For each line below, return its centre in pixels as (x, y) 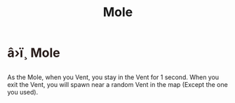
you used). (23, 92)
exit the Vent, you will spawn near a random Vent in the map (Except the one (117, 84)
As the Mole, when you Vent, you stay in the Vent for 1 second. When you (113, 77)
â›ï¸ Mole (34, 53)
